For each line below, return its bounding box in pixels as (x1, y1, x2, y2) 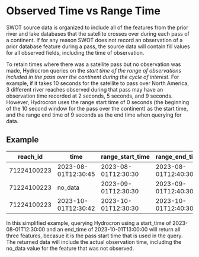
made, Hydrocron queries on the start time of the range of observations (6, 67, 182, 74)
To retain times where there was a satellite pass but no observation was (6, 61, 181, 68)
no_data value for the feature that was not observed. (6, 245, 134, 252)
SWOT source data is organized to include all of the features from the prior (6, 24, 188, 31)
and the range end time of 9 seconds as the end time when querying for (6, 111, 182, 118)
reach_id (17, 152, 43, 161)
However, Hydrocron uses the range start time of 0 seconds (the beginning (6, 98, 190, 105)
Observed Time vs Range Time (6, 4, 161, 18)
